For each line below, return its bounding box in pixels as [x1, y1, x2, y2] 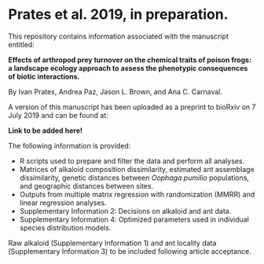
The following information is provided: [8, 141, 131, 150]
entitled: [8, 39, 35, 49]
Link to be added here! [8, 126, 82, 135]
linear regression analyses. [19, 198, 108, 207]
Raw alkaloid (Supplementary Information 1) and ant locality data [8, 238, 217, 247]
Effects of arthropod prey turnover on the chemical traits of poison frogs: [8, 55, 252, 64]
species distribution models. [19, 222, 112, 233]
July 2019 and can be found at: [8, 110, 108, 119]
